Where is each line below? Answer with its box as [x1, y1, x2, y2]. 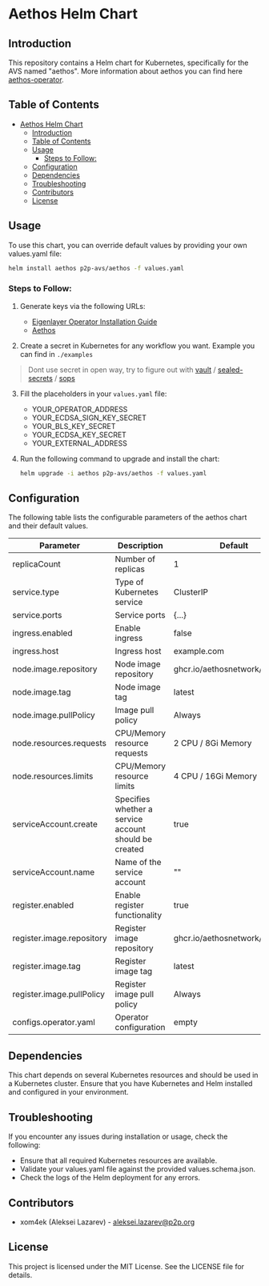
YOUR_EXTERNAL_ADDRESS [31, 438, 128, 448]
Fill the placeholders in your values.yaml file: [19, 389, 167, 399]
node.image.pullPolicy [12, 710, 96, 721]
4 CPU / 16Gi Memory [173, 771, 258, 782]
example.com [173, 646, 225, 657]
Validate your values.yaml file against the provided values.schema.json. [19, 1164, 256, 1174]
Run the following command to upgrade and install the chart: [19, 454, 220, 463]
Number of [114, 554, 156, 565]
